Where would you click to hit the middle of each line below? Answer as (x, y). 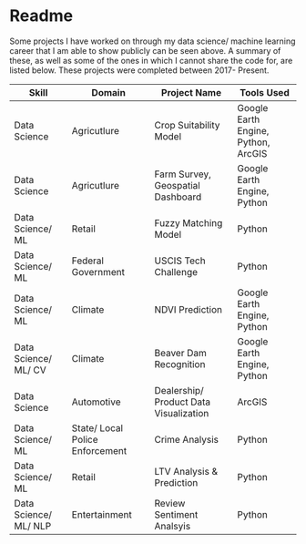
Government (98, 272)
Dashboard (178, 197)
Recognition (180, 364)
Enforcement (99, 450)
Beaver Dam (181, 353)
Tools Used (265, 92)
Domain (108, 92)
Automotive (96, 402)
